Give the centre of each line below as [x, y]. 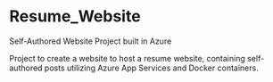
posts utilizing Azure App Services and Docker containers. [151, 68]
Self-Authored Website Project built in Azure [91, 41]
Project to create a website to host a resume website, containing [127, 58]
